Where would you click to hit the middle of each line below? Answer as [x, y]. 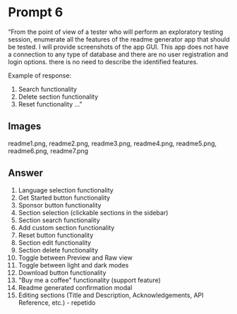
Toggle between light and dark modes [73, 265]
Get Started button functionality [64, 198]
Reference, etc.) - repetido [57, 302]
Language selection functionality [66, 190]
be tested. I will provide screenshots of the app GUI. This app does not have [118, 47]
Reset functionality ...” [50, 104]
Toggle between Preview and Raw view [75, 258]
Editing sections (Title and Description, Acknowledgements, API [111, 295]
